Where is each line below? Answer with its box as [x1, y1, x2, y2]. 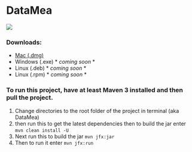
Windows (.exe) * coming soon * [14, 58, 96, 65]
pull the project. [6, 94, 53, 102]
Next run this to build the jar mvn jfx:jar [14, 133, 115, 140]
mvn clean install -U [14, 127, 69, 133]
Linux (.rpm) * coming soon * [14, 71, 87, 78]
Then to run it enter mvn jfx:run [14, 139, 94, 146]
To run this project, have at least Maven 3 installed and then [6, 86, 184, 94]
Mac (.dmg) [14, 52, 44, 59]
